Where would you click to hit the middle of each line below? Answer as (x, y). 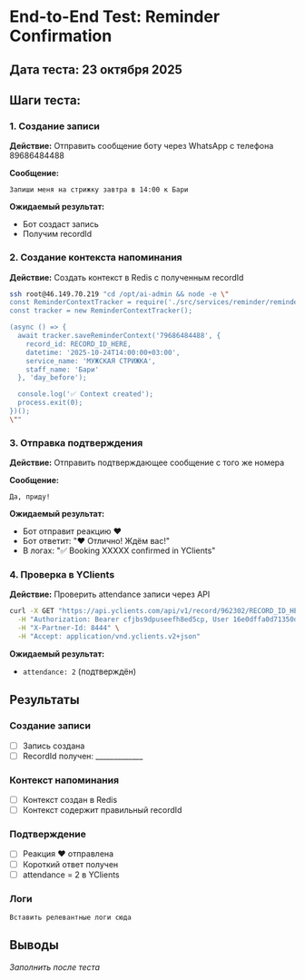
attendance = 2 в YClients (71, 875)
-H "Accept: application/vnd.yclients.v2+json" (109, 637)
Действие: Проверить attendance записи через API (110, 594)
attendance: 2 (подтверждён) (79, 671)
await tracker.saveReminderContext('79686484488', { (119, 336)
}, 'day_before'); (53, 378)
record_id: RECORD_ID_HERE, (79, 344)
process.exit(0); (50, 403)
